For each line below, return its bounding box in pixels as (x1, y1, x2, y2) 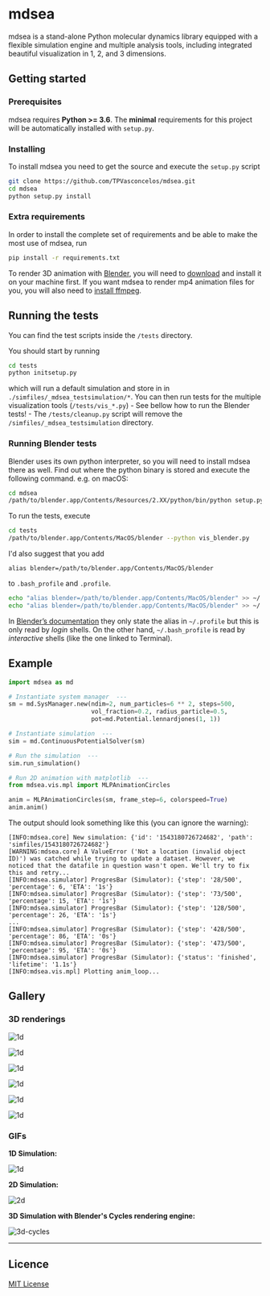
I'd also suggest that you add (8, 549, 104, 559)
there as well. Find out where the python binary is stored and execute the (8, 465, 251, 474)
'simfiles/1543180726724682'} (8, 840, 110, 849)
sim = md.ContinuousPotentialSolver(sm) (8, 737, 146, 745)
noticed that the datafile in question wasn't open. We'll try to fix (8, 862, 250, 870)
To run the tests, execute (8, 511, 91, 521)
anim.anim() (8, 803, 48, 811)
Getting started (8, 72, 87, 85)
